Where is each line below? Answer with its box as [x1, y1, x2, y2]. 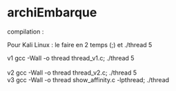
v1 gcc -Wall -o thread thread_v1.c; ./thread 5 [7, 53, 135, 62]
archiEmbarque [7, 5, 97, 21]
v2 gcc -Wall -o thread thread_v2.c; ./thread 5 [7, 68, 137, 77]
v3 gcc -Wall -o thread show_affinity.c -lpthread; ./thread [7, 75, 170, 83]
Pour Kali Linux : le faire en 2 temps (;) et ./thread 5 [7, 40, 153, 49]
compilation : [7, 27, 44, 36]
